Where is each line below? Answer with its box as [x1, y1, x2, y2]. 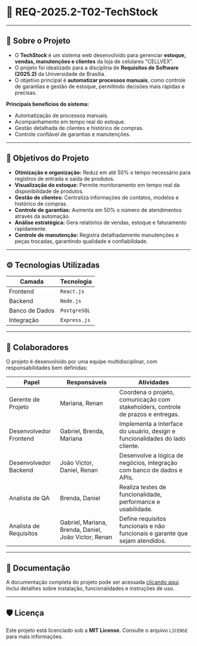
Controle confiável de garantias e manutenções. [14, 131, 131, 138]
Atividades [138, 378, 169, 387]
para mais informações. [6, 632, 63, 640]
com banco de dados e [119, 466, 183, 474]
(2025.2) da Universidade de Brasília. [14, 70, 106, 77]
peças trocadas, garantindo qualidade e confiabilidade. [14, 238, 148, 245]
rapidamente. [14, 225, 47, 232]
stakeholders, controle [119, 403, 181, 411]
